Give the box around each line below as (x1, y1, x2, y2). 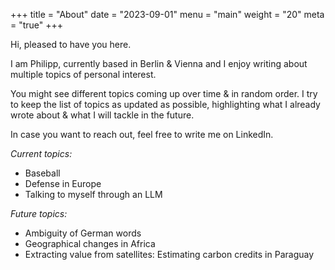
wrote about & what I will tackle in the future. (10, 109, 195, 121)
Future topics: (10, 208, 68, 219)
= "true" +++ (10, 19, 64, 31)
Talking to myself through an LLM (24, 189, 163, 200)
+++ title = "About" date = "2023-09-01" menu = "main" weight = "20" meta (10, 9, 325, 20)
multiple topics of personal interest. (10, 69, 157, 80)
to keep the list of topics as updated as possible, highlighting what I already (10, 99, 321, 110)
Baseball (24, 167, 61, 179)
